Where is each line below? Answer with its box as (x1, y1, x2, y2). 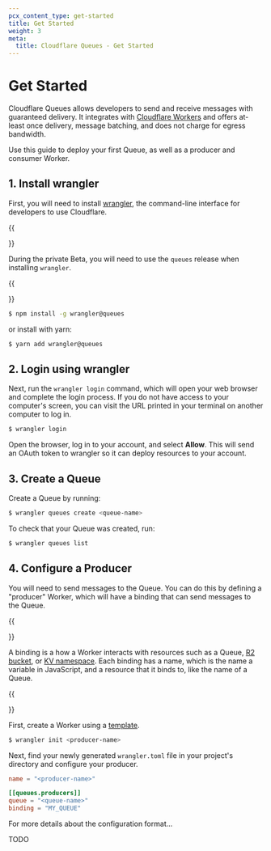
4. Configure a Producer (8, 561, 132, 575)
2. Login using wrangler (8, 362, 130, 376)
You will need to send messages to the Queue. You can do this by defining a (8, 583, 262, 593)
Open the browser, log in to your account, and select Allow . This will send (8, 440, 255, 450)
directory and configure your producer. (8, 759, 139, 768)
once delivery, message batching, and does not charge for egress (26, 121, 246, 130)
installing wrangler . (8, 262, 71, 272)
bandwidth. (8, 129, 46, 139)
